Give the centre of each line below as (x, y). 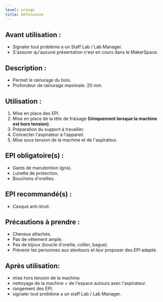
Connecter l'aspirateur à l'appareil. (48, 134)
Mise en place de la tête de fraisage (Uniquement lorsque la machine (85, 118)
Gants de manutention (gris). (42, 168)
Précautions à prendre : (43, 222)
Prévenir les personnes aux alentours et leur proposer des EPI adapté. (85, 250)
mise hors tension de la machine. (47, 278)
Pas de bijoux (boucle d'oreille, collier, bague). (60, 245)
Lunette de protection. (35, 173)
